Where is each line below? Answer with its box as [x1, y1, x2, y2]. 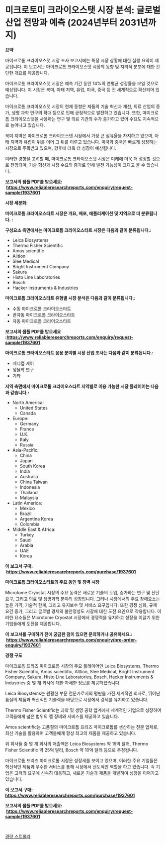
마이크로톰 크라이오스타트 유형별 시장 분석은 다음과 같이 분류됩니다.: [5, 295, 136, 301]
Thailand [19, 489, 38, 495]
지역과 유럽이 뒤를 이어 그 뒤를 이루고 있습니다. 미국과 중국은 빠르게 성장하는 [10, 139, 158, 145]
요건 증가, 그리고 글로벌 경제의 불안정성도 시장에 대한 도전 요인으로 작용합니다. [5, 608, 157, 614]
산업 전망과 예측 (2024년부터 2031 [5, 17, 140, 28]
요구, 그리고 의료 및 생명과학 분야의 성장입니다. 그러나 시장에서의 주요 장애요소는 [5, 596, 161, 602]
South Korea [19, 463, 46, 469]
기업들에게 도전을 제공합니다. [5, 621, 61, 627]
